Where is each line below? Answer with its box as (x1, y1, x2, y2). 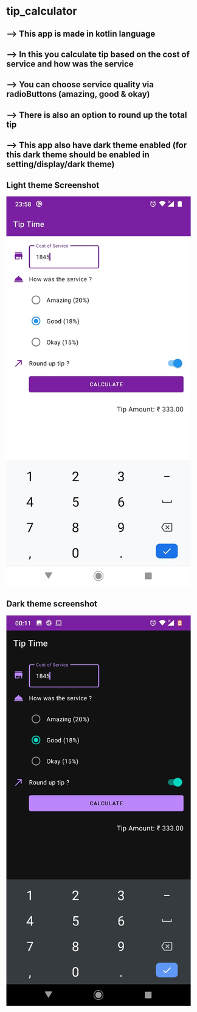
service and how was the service (6, 59, 134, 69)
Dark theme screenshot (6, 599, 98, 609)
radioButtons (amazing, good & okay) (6, 89, 150, 99)
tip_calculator (6, 4, 77, 18)
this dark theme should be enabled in (6, 149, 150, 160)
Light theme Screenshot (6, 180, 100, 190)
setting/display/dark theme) (6, 159, 115, 170)
